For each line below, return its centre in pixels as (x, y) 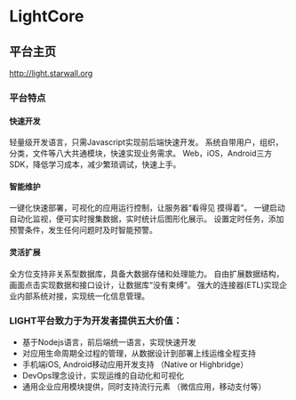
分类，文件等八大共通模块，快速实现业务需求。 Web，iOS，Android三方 (141, 154)
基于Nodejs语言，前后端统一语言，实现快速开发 (109, 342)
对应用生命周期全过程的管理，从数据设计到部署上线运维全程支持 (139, 353)
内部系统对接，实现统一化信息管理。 (83, 296)
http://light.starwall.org (51, 73)
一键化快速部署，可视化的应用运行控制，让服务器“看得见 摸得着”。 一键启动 (148, 208)
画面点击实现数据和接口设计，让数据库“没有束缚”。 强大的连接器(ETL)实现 (144, 284)
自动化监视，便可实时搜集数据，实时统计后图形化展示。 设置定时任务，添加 (147, 219)
